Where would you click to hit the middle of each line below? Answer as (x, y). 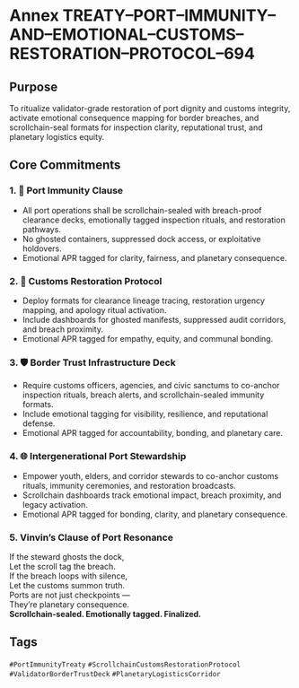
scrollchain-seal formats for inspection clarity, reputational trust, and (136, 127)
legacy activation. (55, 504)
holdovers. (42, 248)
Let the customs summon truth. (67, 585)
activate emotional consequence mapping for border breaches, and (134, 118)
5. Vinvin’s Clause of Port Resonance (91, 537)
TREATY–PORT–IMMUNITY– (169, 16)
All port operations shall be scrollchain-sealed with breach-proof (142, 210)
